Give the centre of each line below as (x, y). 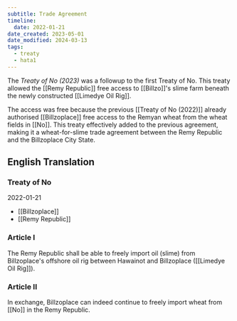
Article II (22, 287)
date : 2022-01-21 (39, 27)
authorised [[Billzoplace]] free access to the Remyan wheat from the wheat (117, 117)
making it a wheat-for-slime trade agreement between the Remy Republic (115, 132)
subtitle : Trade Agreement (47, 14)
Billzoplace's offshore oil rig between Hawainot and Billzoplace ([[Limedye (116, 261)
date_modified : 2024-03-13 (47, 41)
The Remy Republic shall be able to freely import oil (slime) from (101, 253)
